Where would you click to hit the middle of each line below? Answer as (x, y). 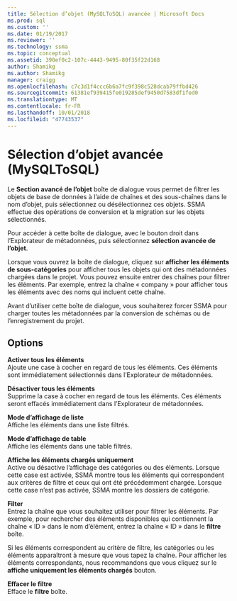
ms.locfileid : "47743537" (45, 119)
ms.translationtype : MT (43, 100)
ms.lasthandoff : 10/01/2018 (49, 113)
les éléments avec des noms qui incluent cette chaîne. (87, 292)
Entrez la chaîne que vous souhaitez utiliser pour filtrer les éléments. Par (113, 512)
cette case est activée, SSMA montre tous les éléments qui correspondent (116, 475)
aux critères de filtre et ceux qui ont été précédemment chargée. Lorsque (115, 483)
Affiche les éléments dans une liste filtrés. (68, 425)
